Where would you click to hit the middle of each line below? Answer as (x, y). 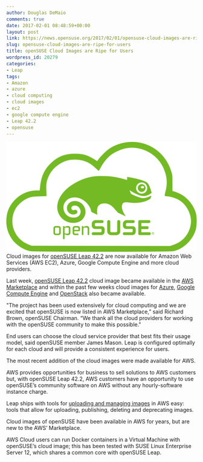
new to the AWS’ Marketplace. (44, 428)
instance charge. (27, 391)
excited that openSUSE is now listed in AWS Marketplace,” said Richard (95, 312)
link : (13, 38)
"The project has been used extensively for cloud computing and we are (96, 305)
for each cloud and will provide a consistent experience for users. (88, 349)
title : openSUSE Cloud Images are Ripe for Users (70, 51)
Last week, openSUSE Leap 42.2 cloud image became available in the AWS (100, 280)
